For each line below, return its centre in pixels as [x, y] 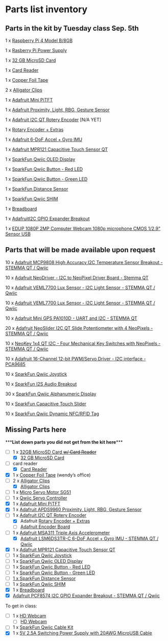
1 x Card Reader [22, 70]
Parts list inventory [46, 9]
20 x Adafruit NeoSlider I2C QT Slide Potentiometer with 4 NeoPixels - [79, 328]
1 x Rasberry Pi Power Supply [36, 50]
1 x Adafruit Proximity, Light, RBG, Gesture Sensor [57, 110]
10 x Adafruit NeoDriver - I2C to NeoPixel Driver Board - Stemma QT [77, 277]
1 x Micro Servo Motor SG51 [42, 492]
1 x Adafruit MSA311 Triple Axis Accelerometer [61, 533]
